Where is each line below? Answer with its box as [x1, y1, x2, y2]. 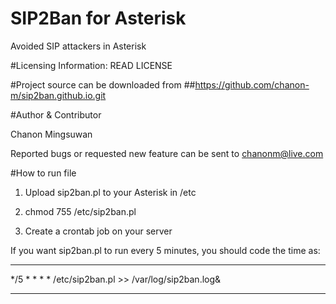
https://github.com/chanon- [194, 78, 310, 91]
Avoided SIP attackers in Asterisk [10, 40, 147, 52]
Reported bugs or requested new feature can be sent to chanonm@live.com [10, 147, 324, 159]
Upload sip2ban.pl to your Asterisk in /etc [24, 186, 197, 198]
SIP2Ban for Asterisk [10, 7, 187, 30]
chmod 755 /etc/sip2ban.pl [24, 205, 137, 217]
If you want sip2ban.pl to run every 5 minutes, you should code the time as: [10, 244, 321, 256]
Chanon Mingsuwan [10, 128, 93, 140]
